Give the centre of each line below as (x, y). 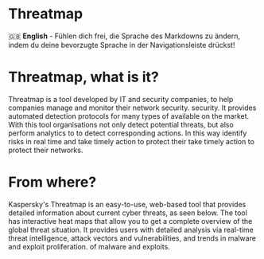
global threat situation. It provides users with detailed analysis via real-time (131, 230)
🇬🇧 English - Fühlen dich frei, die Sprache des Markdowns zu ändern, (124, 36)
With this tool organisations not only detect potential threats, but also (121, 124)
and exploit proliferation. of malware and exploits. (89, 246)
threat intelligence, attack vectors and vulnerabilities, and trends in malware (132, 238)
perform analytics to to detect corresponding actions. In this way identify (128, 133)
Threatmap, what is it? (83, 77)
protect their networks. (46, 150)
